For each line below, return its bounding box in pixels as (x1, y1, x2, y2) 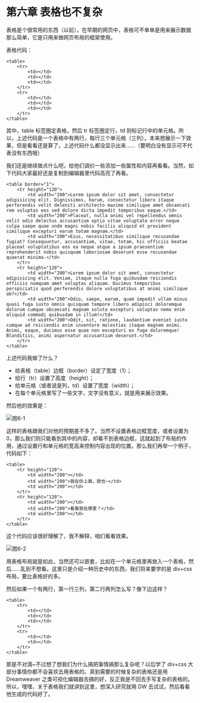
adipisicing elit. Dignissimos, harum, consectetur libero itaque (6, 197, 174, 203)
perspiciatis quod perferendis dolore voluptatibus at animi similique (6, 286, 187, 292)
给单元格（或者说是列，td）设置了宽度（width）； (14, 382, 136, 389)
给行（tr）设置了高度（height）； (14, 374, 94, 382)
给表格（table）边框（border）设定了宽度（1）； (14, 367, 132, 374)
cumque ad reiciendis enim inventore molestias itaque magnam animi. (6, 322, 183, 328)
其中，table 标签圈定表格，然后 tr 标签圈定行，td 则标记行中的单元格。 (6, 126, 179, 134)
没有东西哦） (11, 149, 43, 156)
